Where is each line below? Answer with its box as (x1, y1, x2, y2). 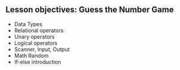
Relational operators (14, 27, 64, 34)
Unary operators (14, 33, 55, 40)
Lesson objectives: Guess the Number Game (5, 5, 174, 15)
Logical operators (14, 39, 58, 46)
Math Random (14, 52, 49, 59)
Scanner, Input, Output (14, 46, 70, 53)
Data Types (14, 20, 43, 27)
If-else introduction (14, 58, 61, 65)
